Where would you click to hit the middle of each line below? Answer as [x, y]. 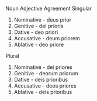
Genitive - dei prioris [39, 26]
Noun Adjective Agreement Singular [49, 8]
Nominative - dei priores [43, 67]
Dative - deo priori [36, 32]
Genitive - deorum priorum [46, 73]
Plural [13, 56]
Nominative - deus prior [42, 20]
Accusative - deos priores [45, 86]
